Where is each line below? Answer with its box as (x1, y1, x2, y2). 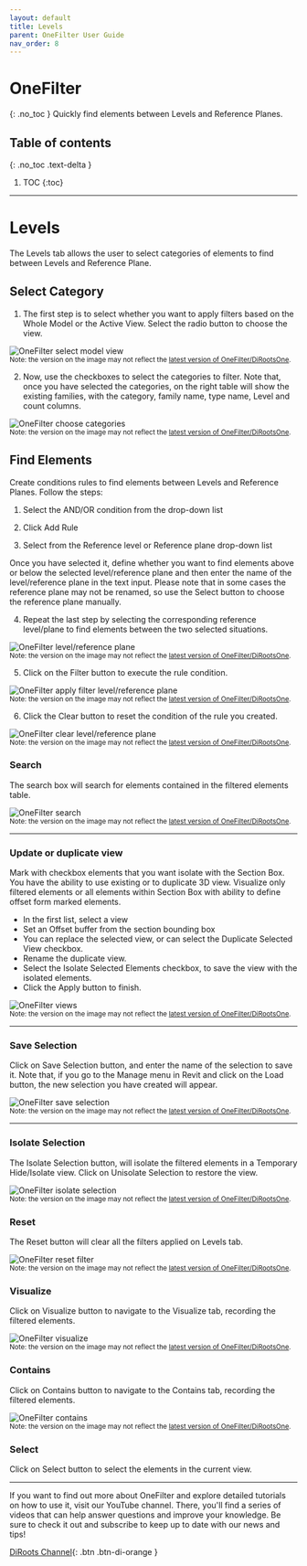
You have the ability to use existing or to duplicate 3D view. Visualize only (9, 877, 286, 888)
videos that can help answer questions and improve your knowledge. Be (9, 1509, 281, 1520)
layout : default (9, 13, 71, 23)
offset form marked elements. (9, 897, 122, 908)
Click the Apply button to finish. (22, 982, 142, 993)
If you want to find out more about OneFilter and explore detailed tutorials (9, 1489, 286, 1500)
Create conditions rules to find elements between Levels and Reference (9, 476, 280, 487)
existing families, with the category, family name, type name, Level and (22, 390, 291, 401)
